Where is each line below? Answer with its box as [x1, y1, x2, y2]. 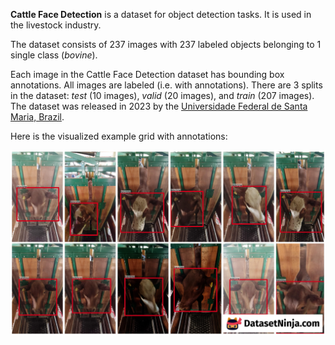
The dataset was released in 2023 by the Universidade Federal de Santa [10, 100, 308, 112]
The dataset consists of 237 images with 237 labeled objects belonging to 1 [10, 39, 322, 50]
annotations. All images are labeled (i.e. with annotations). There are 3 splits [10, 79, 323, 91]
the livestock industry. [10, 19, 102, 31]
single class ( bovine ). [10, 49, 98, 61]
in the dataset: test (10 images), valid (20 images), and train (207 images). [10, 90, 315, 101]
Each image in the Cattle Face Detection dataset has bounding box [10, 69, 285, 80]
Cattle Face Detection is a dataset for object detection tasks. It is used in [10, 9, 312, 20]
